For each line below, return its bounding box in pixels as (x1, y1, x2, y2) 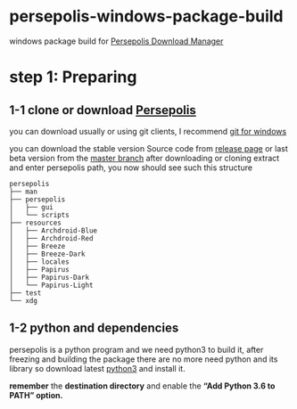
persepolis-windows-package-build (9, 6, 284, 27)
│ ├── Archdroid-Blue (9, 225, 98, 235)
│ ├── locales (9, 257, 70, 266)
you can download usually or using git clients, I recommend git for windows (9, 126, 287, 136)
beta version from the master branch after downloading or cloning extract (9, 152, 280, 163)
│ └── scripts (9, 210, 70, 219)
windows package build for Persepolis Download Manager (9, 36, 224, 46)
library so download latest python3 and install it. (9, 363, 186, 373)
